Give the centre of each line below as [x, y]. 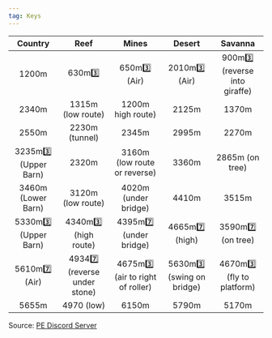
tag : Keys [25, 16]
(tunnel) [84, 137]
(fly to [238, 276]
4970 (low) [83, 305]
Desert [187, 43]
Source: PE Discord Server [53, 325]
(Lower [33, 198]
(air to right [136, 276]
